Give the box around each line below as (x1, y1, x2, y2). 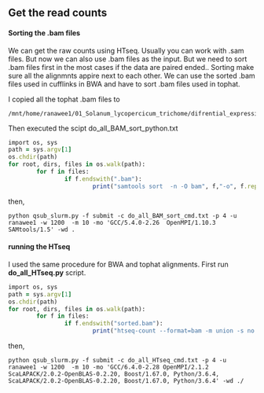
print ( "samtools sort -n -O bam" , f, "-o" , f (92, 182, 244, 190)
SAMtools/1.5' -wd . (8, 226, 76, 233)
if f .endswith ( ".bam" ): (64, 174, 143, 183)
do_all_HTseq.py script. (8, 267, 86, 277)
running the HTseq (8, 242, 71, 252)
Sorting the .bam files (8, 28, 81, 38)
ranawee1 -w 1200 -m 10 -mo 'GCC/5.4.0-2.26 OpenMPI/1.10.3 (8, 219, 216, 226)
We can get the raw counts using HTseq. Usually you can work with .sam (8, 46, 245, 55)
